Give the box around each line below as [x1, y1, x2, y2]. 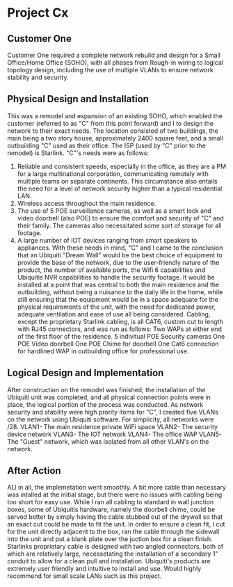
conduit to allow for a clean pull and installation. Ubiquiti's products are [7, 557, 211, 565]
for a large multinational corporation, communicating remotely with [17, 169, 209, 178]
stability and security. [7, 73, 69, 81]
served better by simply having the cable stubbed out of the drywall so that [7, 513, 223, 521]
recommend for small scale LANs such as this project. [7, 572, 162, 580]
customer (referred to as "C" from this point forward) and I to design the [7, 119, 214, 127]
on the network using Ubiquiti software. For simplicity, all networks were [7, 415, 214, 424]
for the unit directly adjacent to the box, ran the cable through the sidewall [7, 527, 220, 536]
